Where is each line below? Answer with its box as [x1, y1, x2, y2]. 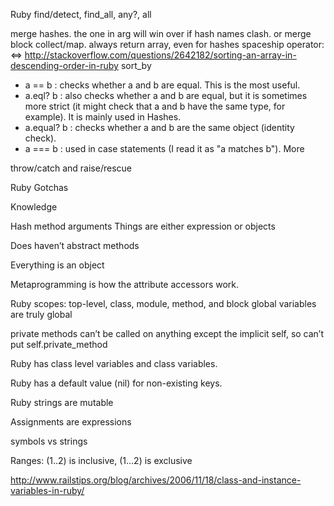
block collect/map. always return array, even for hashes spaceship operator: [10, 39, 325, 50]
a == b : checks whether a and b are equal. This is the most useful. [24, 79, 301, 91]
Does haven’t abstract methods [10, 240, 140, 251]
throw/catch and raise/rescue [10, 162, 132, 174]
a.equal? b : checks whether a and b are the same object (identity [24, 122, 295, 133]
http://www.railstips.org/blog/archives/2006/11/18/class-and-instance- [10, 474, 302, 486]
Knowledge [10, 201, 58, 213]
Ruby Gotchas [10, 182, 69, 193]
